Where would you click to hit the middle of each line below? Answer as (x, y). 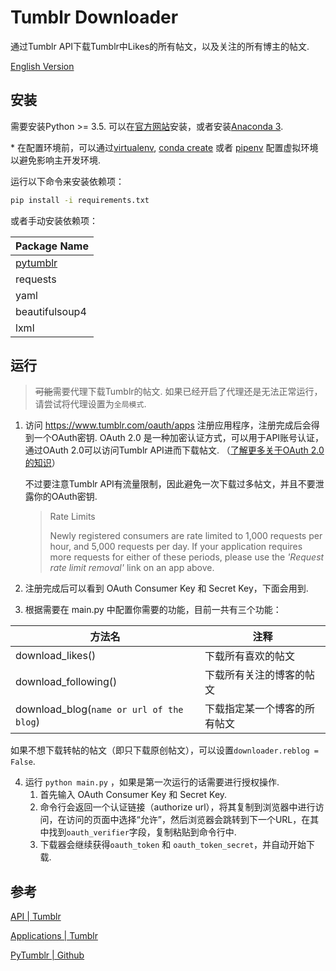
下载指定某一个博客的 (254, 709)
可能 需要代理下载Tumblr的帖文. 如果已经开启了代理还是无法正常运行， (178, 392)
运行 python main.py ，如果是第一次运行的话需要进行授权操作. (152, 782)
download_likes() (56, 656)
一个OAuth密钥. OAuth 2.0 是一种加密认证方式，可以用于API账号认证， (179, 438)
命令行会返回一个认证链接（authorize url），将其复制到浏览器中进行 (177, 807)
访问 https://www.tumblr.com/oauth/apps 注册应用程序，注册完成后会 (168, 425)
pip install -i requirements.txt (80, 200)
